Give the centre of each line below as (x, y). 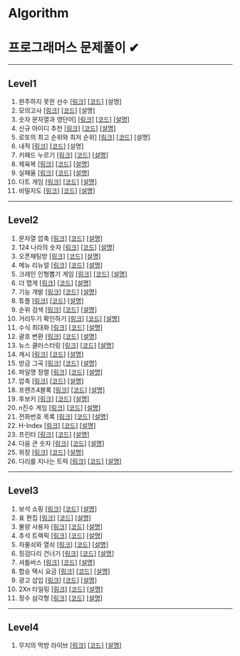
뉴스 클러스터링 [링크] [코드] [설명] (66, 345)
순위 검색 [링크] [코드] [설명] (58, 309)
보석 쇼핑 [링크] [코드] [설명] (58, 508)
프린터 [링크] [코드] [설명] (54, 434)
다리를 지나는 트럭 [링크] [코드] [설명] (70, 461)
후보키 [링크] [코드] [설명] (54, 399)
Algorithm (38, 13)
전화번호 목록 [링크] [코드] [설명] (63, 416)
